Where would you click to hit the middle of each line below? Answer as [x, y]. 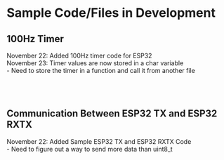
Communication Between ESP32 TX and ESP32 [112, 114]
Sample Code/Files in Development [111, 13]
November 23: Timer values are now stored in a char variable [95, 63]
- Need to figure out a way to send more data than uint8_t [90, 149]
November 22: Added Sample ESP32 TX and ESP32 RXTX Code [99, 141]
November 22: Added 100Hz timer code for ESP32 [79, 55]
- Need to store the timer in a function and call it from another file [101, 71]
